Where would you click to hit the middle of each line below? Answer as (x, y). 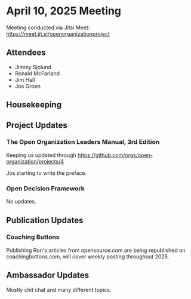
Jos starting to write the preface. (47, 173)
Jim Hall (25, 79)
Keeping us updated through (41, 155)
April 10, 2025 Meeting (64, 11)
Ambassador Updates (48, 275)
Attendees (26, 53)
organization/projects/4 (35, 161)
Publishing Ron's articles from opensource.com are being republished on (96, 250)
